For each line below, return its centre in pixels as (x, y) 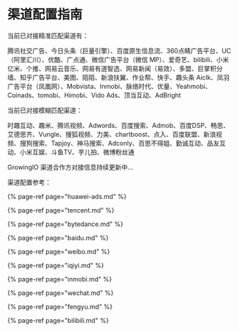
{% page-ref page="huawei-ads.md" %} (67, 196)
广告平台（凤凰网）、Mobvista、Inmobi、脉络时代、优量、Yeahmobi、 (109, 86)
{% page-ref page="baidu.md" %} (58, 237)
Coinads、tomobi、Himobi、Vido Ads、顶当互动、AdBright (94, 95)
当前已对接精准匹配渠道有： (48, 36)
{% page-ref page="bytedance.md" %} (65, 224)
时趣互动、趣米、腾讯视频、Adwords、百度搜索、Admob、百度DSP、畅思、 (119, 125)
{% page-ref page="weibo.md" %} (59, 251)
